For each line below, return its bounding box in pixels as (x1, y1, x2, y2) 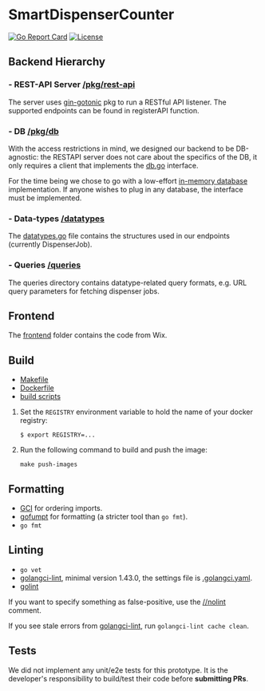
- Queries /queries (8, 259, 81, 270)
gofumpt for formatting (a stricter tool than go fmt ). (19, 511, 188, 521)
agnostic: (8, 152, 39, 161)
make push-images (19, 460, 78, 468)
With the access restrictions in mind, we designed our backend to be (8, 144, 235, 153)
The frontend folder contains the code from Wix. (8, 330, 168, 340)
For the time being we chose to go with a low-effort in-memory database (8, 176, 248, 185)
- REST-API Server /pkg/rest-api (8, 79, 136, 90)
